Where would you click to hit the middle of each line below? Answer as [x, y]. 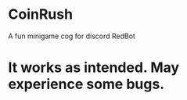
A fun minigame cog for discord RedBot [72, 36]
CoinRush [40, 14]
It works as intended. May [94, 68]
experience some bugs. [86, 84]
